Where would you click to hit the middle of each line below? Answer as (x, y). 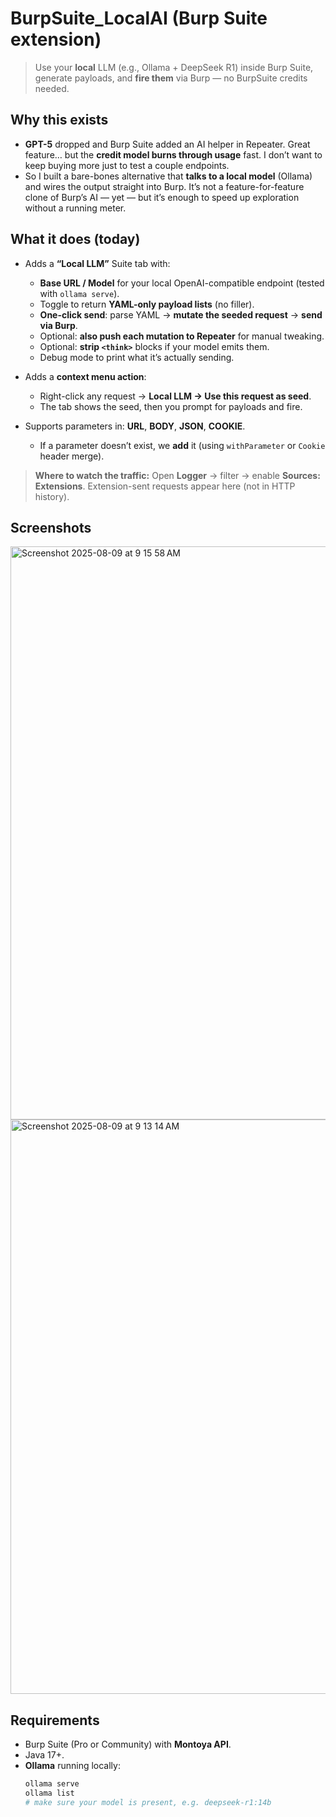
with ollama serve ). (79, 293)
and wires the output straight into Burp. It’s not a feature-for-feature (164, 186)
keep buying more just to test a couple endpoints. (127, 165)
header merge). (72, 456)
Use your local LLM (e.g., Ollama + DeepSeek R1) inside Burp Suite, (174, 67)
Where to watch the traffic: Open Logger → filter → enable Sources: (177, 475)
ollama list (49, 1793)
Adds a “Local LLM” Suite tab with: (97, 263)
